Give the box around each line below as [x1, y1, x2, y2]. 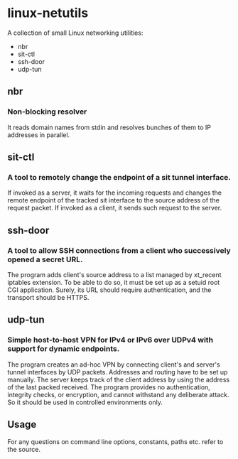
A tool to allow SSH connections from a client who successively [7, 245, 231, 255]
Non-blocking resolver [7, 107, 87, 117]
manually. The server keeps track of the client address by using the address [7, 375, 229, 384]
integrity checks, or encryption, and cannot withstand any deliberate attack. [7, 390, 229, 399]
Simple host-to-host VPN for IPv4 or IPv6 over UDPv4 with [7, 335, 214, 345]
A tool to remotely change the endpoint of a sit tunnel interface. [7, 172, 231, 182]
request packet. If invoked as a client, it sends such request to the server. [7, 204, 222, 212]
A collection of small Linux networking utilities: [7, 28, 144, 37]
